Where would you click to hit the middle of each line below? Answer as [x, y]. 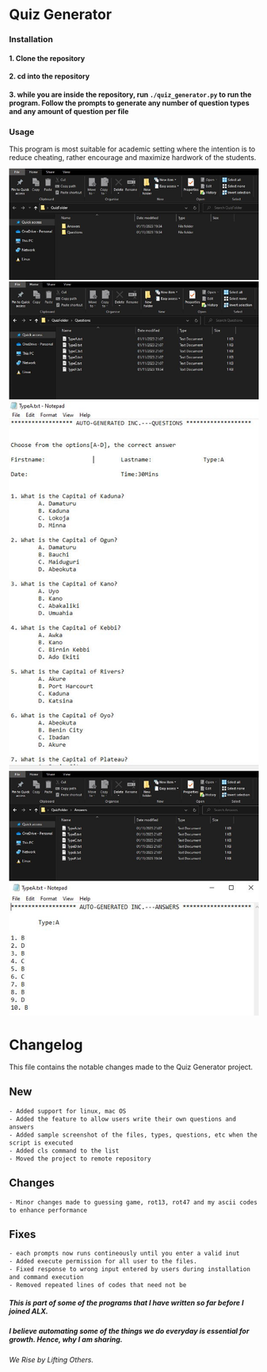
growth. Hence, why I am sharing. [66, 1340]
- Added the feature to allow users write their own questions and [123, 1119]
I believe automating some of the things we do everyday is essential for [129, 1331]
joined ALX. [29, 1311]
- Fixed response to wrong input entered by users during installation [130, 1270]
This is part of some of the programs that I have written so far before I [126, 1302]
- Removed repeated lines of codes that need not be [98, 1286]
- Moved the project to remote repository [80, 1159]
